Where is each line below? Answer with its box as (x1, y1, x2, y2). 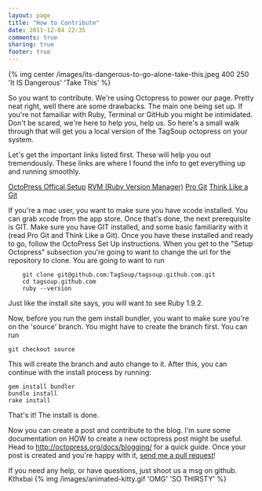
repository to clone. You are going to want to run (8, 256, 165, 265)
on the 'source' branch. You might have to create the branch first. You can (8, 322, 248, 331)
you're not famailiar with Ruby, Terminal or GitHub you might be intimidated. (8, 110, 253, 119)
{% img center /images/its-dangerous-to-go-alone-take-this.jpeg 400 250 (8, 70, 249, 79)
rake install (8, 397, 51, 405)
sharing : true (8, 41, 55, 49)
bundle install (8, 390, 58, 398)
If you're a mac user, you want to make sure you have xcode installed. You (8, 206, 249, 214)
